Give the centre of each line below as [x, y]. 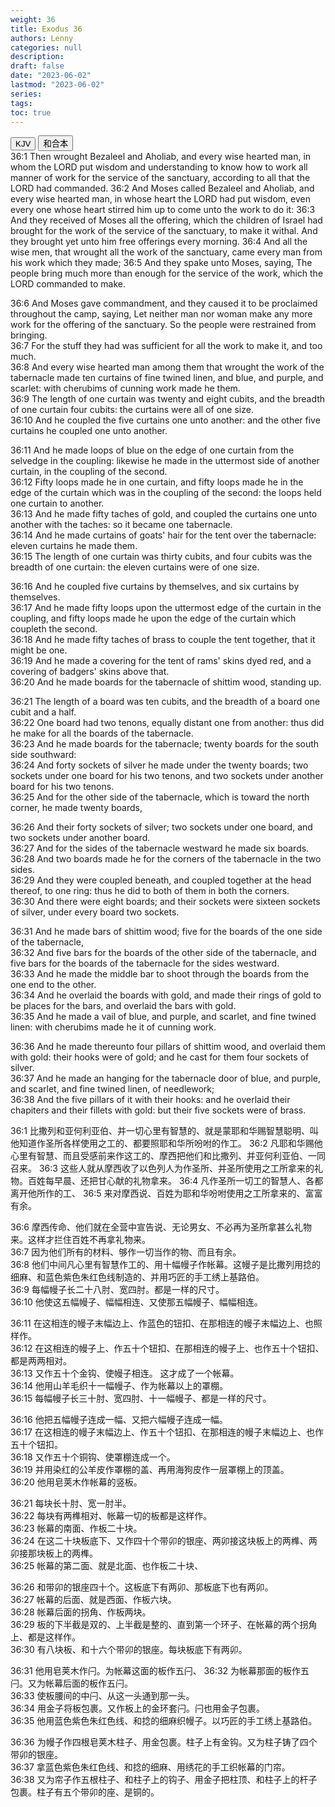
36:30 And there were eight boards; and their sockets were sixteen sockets [165, 902]
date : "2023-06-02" [51, 76]
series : [26, 94]
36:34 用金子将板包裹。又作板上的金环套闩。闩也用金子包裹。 [137, 1708]
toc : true [31, 112]
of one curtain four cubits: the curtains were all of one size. [132, 410]
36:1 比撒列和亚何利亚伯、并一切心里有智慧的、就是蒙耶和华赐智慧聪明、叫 [164, 1131]
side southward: [43, 755]
